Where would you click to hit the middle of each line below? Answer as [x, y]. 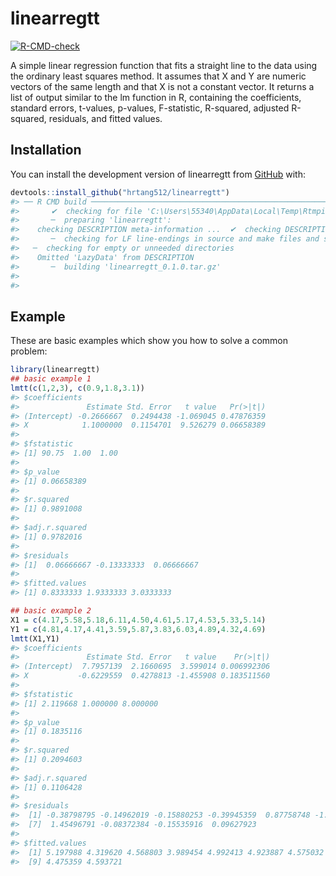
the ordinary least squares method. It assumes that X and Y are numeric [158, 76]
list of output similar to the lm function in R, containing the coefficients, [156, 97]
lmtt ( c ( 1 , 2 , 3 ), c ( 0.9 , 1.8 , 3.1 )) [77, 388]
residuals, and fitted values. [105, 118]
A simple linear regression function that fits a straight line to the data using [164, 65]
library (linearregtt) [55, 370]
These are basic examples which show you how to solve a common [149, 341]
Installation [46, 150]
